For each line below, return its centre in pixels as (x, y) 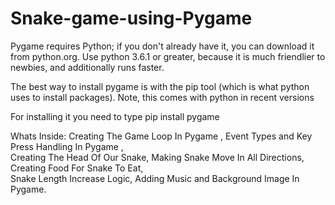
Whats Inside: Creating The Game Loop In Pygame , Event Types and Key (161, 136)
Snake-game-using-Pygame (131, 18)
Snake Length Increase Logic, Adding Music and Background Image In (155, 178)
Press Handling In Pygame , (67, 146)
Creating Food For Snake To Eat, (77, 168)
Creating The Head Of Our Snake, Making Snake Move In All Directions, (157, 157)
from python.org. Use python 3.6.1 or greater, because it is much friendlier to (168, 56)
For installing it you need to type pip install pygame (115, 116)
